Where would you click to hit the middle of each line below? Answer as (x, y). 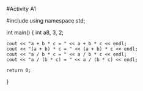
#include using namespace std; (46, 20)
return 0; (19, 70)
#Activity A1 (21, 9)
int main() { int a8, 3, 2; (35, 32)
